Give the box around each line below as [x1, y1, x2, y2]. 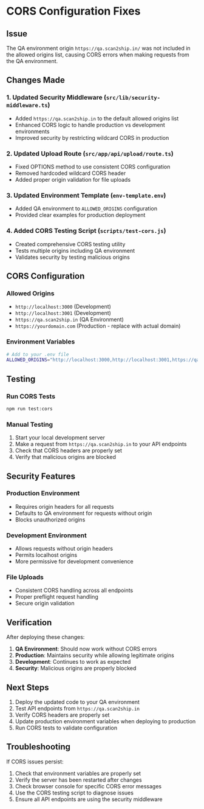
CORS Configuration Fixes [6, 4, 141, 18]
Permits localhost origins [15, 551, 78, 559]
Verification [6, 617, 52, 627]
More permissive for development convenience [15, 558, 134, 565]
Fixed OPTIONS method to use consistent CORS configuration [15, 163, 171, 170]
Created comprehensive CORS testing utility [15, 240, 126, 247]
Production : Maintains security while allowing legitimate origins [15, 652, 174, 659]
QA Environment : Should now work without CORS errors [15, 645, 157, 653]
